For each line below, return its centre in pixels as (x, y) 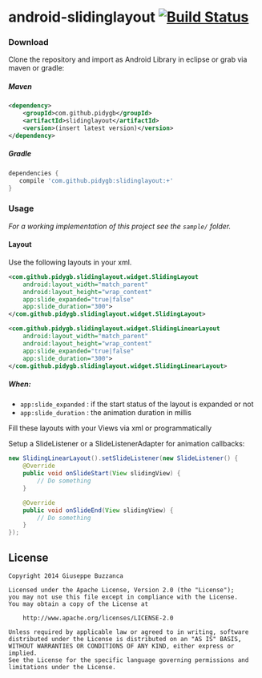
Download (29, 42)
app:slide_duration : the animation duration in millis (106, 413)
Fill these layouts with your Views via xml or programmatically (110, 428)
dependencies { (34, 173)
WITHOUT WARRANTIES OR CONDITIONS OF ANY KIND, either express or (121, 646)
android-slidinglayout (82, 17)
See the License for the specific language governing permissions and (129, 660)
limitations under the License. (62, 667)
